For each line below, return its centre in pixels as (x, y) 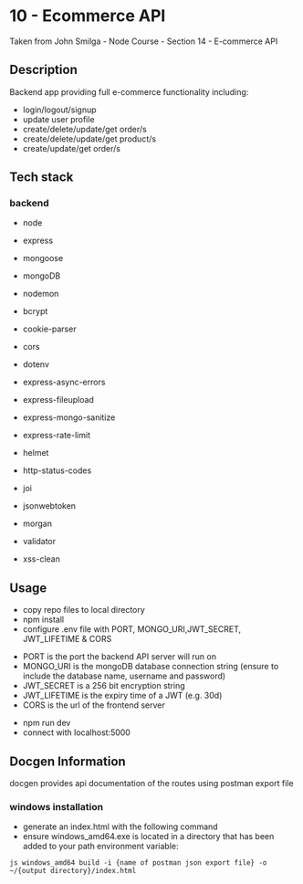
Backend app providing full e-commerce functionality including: (129, 91)
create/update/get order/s (72, 148)
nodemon (41, 294)
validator (39, 542)
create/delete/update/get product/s (89, 139)
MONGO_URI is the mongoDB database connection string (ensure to (151, 667)
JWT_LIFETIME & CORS (67, 639)
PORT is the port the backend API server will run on (120, 657)
